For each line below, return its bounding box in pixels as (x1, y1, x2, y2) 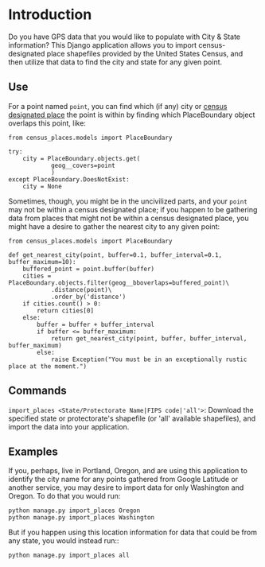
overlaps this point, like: (8, 118, 86, 128)
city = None (22, 182, 62, 190)
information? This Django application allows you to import (8, 40, 197, 49)
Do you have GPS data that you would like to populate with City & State (8, 32, 241, 41)
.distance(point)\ (50, 285, 112, 293)
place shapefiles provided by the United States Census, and (46, 49, 244, 58)
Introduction (8, 6, 92, 24)
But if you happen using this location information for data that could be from (8, 527, 257, 538)
